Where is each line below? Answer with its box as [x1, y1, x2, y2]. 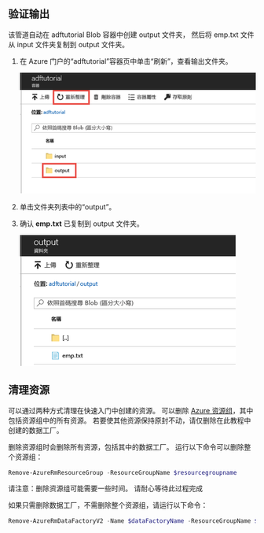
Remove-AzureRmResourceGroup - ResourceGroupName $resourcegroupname [8, 468, 237, 476]
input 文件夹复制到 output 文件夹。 [16, 39, 130, 49]
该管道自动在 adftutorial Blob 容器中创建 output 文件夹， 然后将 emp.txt [8, 30, 239, 39]
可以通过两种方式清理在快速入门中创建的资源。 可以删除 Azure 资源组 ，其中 [8, 405, 254, 415]
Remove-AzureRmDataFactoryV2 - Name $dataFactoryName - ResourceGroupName [8, 517, 251, 525]
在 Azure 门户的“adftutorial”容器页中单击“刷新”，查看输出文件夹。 [19, 56, 233, 65]
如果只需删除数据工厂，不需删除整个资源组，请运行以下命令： [8, 501, 208, 510]
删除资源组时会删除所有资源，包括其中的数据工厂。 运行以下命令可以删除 [8, 442, 244, 451]
